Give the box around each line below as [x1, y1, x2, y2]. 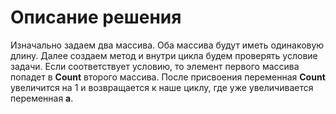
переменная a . [10, 92, 74, 104]
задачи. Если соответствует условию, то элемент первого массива [10, 60, 300, 72]
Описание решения [10, 6, 182, 29]
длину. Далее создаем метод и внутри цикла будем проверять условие [10, 49, 318, 61]
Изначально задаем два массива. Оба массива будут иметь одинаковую [10, 39, 325, 51]
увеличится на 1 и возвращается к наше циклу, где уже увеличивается [10, 81, 314, 93]
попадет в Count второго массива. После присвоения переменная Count [10, 71, 326, 83]
